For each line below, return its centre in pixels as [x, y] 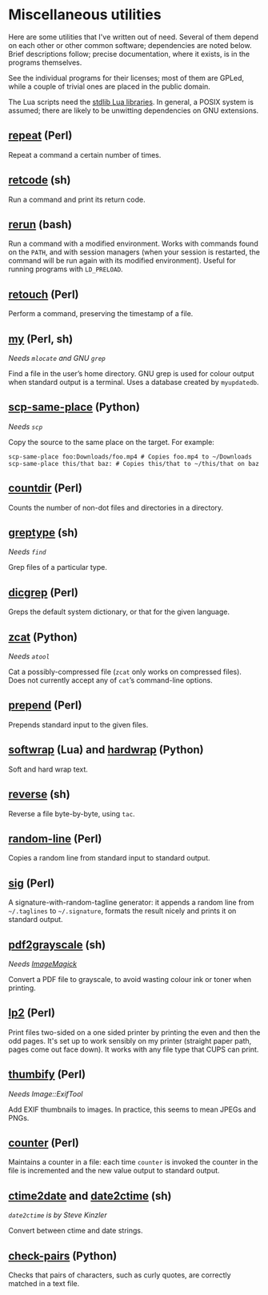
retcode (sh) [40, 180]
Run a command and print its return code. [77, 199]
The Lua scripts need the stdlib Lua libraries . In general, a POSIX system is [131, 102]
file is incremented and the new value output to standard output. [114, 1171]
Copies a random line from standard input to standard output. [109, 858]
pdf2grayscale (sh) [57, 945]
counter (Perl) [44, 1143]
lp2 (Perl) [32, 1013]
